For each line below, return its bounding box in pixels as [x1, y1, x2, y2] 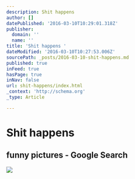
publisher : [6, 26, 34, 32]
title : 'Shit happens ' [6, 43, 67, 49]
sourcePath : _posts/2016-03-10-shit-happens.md [6, 54, 130, 60]
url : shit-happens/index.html [6, 83, 83, 89]
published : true [6, 60, 47, 66]
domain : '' [12, 32, 40, 38]
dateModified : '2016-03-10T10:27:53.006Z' [6, 49, 116, 55]
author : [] [6, 15, 34, 21]
